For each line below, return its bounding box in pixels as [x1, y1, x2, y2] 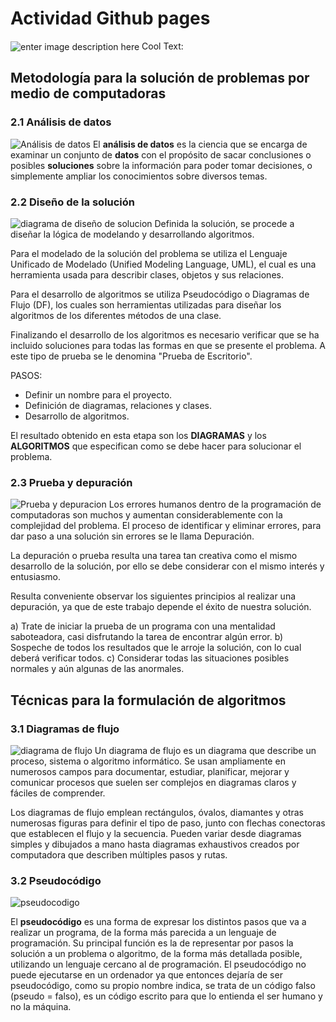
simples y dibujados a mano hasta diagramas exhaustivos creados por [10, 838, 300, 850]
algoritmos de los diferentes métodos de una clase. [10, 309, 222, 321]
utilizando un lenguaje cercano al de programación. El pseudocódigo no [10, 958, 307, 971]
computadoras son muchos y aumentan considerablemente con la [10, 509, 283, 521]
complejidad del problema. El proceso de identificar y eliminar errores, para [10, 520, 322, 532]
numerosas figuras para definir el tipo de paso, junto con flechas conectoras [10, 817, 326, 829]
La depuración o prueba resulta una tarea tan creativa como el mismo [10, 550, 298, 562]
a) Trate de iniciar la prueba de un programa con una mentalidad [10, 620, 276, 632]
